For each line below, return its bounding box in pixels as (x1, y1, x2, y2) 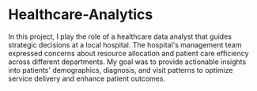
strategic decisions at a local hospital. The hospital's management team (8, 40, 242, 49)
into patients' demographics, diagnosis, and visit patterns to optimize (8, 65, 233, 74)
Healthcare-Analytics (8, 6, 153, 24)
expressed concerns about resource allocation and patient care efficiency (8, 48, 249, 58)
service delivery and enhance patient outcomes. (8, 74, 166, 83)
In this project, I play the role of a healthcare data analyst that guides (8, 32, 232, 41)
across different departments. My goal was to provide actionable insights (8, 57, 247, 66)
